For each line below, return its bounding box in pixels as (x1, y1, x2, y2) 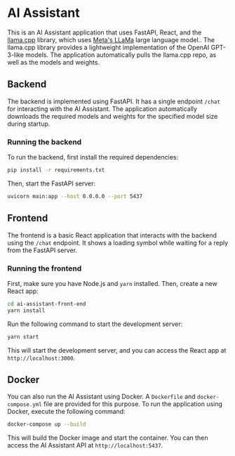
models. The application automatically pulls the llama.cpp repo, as (25, 51, 217, 59)
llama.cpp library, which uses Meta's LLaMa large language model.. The (7, 35, 215, 44)
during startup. (7, 119, 51, 128)
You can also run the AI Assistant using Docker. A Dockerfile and (7, 392, 196, 401)
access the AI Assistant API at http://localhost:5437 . (7, 441, 163, 450)
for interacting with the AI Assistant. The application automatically (7, 104, 198, 113)
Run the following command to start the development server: (7, 320, 183, 328)
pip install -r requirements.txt (7, 167, 105, 174)
